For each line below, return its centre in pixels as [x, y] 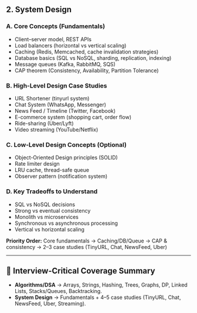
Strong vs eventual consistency [52, 210]
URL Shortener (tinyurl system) [52, 98]
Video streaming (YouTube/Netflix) [56, 129]
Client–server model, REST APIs [53, 39]
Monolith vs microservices [47, 217]
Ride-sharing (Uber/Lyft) [44, 123]
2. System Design [39, 10]
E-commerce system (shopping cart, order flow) [73, 117]
